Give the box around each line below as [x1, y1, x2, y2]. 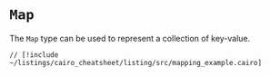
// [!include [9, 50, 59, 60]
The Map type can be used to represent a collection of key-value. [9, 33, 251, 43]
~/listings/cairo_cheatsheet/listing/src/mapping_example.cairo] [9, 58, 262, 67]
